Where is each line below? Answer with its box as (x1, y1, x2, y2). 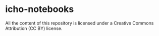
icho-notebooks (5, 3, 74, 15)
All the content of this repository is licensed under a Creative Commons (5, 20, 154, 26)
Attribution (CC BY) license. (5, 25, 63, 31)
